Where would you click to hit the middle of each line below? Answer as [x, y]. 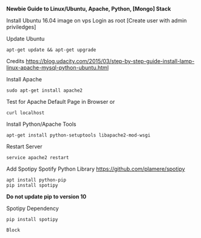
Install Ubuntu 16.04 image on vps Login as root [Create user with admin [97, 20]
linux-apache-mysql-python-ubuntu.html [58, 67]
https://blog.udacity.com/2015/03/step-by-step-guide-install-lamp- [110, 61]
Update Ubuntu [26, 39]
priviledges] [21, 27]
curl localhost [26, 113]
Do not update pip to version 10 [46, 196]
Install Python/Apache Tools [42, 124]
